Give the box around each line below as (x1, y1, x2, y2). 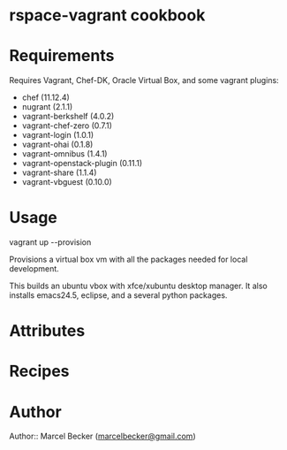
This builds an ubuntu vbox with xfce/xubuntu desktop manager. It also (9, 280, 268, 292)
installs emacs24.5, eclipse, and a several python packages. (9, 290, 228, 301)
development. (9, 263, 59, 274)
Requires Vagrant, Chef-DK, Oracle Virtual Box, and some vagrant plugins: (9, 75, 280, 86)
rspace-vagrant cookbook (9, 5, 206, 26)
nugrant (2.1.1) (21, 102, 73, 112)
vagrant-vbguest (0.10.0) (21, 177, 112, 187)
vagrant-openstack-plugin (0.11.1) (21, 158, 143, 169)
